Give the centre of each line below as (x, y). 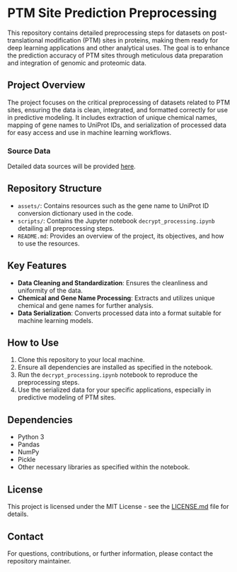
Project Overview (46, 86)
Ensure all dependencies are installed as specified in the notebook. (115, 368)
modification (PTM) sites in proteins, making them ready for (132, 40)
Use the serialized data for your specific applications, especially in (114, 390)
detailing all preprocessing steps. (66, 228)
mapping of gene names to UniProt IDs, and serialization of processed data (117, 125)
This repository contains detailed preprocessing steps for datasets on (109, 33)
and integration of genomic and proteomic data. (77, 62)
